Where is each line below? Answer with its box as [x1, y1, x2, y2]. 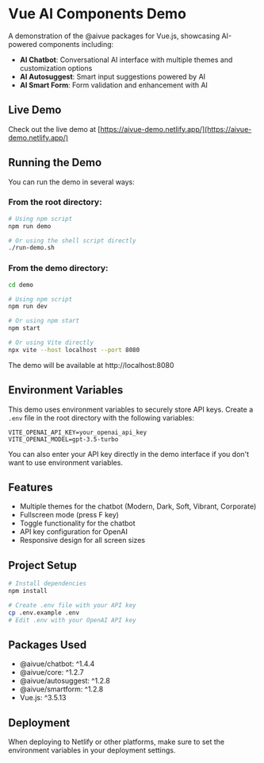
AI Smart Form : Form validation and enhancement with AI [19, 80, 209, 90]
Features [8, 480, 53, 494]
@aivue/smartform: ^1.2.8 [19, 684, 104, 694]
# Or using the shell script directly [8, 236, 136, 245]
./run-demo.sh [8, 244, 55, 252]
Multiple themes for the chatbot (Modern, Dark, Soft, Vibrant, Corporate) [19, 502, 257, 511]
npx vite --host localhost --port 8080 [8, 346, 140, 354]
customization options [19, 63, 93, 72]
